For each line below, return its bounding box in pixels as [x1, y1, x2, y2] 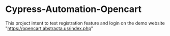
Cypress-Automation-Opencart [5, 3, 141, 15]
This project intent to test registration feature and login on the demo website [5, 20, 165, 26]
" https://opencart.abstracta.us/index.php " [5, 25, 93, 31]
